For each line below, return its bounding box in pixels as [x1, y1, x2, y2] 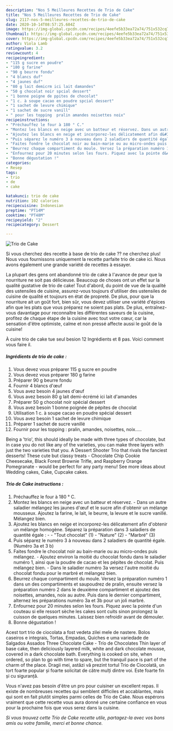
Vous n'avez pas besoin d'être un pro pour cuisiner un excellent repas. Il [6, 683, 159, 689]
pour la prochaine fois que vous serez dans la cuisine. [6, 705, 120, 711]
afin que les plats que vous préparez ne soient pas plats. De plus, [6, 304, 144, 311]
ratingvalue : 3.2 [6, 46, 43, 51]
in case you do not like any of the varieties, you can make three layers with [6, 442, 164, 448]
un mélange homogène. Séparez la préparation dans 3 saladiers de [13, 527, 156, 533]
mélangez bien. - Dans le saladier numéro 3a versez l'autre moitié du [13, 565, 159, 571]
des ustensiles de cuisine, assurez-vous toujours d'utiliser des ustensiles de [6, 288, 167, 294]
